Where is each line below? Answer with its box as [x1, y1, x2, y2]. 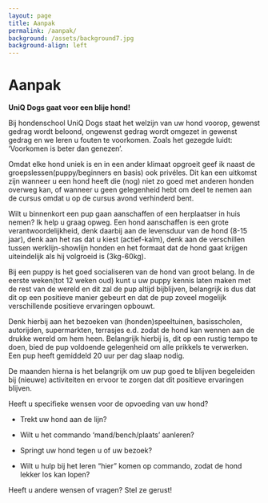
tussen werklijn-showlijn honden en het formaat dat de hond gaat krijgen [8, 243, 248, 253]
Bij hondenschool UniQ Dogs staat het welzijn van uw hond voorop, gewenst [8, 118, 260, 128]
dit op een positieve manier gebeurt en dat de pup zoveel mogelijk [8, 293, 226, 302]
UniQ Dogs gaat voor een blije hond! [8, 103, 130, 112]
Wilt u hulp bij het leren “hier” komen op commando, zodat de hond [19, 461, 242, 471]
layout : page [8, 11, 52, 20]
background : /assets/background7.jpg [8, 34, 134, 43]
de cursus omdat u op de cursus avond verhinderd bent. [8, 193, 194, 203]
